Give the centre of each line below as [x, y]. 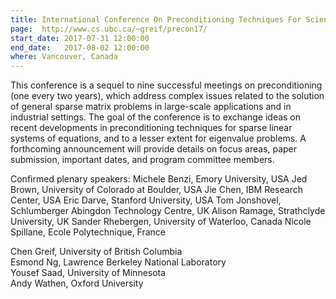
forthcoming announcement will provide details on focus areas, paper [154, 149]
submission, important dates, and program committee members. [142, 160]
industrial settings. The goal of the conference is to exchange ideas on [156, 117]
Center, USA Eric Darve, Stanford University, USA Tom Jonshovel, [146, 200]
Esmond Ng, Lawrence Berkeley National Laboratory [118, 262]
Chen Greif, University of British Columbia [96, 252]
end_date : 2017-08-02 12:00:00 [80, 47]
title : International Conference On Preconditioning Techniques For [156, 19]
